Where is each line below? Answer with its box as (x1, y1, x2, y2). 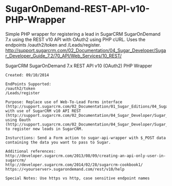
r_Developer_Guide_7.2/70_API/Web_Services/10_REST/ (5, 52, 122, 59)
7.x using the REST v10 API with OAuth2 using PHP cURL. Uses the (5, 36, 146, 43)
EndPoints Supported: (5, 81, 52, 87)
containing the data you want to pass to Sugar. (5, 139, 111, 145)
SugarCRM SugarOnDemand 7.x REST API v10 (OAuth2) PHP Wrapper (5, 63, 153, 69)
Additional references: (5, 149, 56, 154)
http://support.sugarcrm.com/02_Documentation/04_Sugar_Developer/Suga (5, 47, 166, 53)
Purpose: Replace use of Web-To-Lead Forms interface (5, 99, 123, 105)
